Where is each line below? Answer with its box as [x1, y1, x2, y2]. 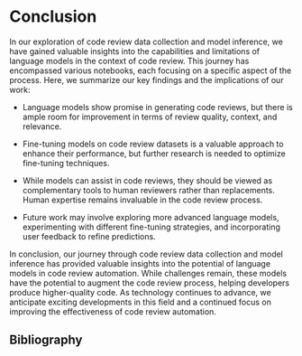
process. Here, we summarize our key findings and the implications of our [9, 74, 284, 85]
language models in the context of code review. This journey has [9, 55, 250, 66]
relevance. [22, 120, 62, 132]
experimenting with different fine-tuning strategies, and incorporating [22, 221, 281, 232]
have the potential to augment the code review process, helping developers [9, 277, 290, 288]
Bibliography [9, 333, 83, 348]
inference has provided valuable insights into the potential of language [9, 258, 271, 268]
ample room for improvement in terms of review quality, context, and [22, 111, 278, 122]
